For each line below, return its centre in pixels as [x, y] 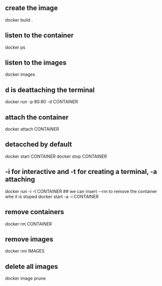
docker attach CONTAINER [32, 129]
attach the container [37, 117]
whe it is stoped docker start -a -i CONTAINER [52, 197]
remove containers [35, 212]
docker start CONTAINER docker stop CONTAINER [56, 156]
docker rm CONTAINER [29, 224]
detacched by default [39, 144]
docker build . [19, 20]
